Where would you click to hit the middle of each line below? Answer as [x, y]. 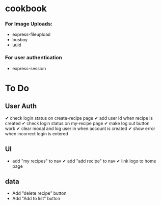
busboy [20, 40]
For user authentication [34, 58]
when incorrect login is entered [37, 133]
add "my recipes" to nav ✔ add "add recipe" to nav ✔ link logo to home [84, 161]
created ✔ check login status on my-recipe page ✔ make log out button [77, 123]
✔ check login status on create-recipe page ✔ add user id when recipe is [79, 118]
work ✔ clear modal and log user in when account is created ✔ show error [80, 128]
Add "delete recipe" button [39, 193]
